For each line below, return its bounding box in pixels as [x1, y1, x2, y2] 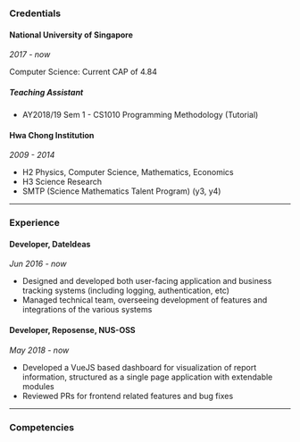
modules [21, 380, 55, 391]
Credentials [9, 7, 61, 20]
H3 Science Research [21, 177, 103, 188]
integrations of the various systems [21, 304, 153, 315]
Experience [9, 217, 60, 229]
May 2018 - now [9, 345, 70, 355]
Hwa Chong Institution [9, 129, 95, 140]
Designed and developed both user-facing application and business [21, 276, 272, 287]
